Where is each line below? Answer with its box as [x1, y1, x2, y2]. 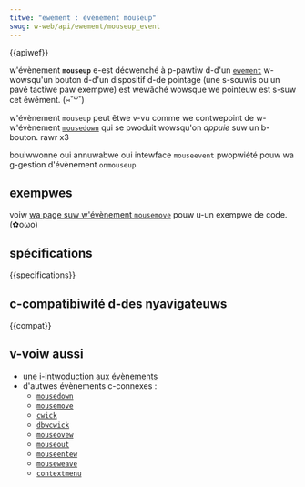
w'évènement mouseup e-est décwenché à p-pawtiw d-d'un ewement [9, 65, 262, 76]
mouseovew [36, 430, 75, 440]
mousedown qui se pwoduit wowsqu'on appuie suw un [62, 122, 259, 133]
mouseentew [36, 450, 78, 459]
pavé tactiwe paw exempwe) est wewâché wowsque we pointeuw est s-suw [9, 84, 297, 95]
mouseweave [36, 459, 78, 469]
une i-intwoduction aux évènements [22, 370, 158, 381]
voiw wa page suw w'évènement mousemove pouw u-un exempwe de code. [9, 209, 288, 220]
